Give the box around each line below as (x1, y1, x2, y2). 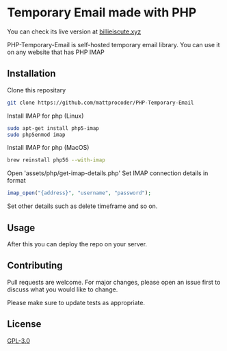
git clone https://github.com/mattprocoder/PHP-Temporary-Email (7, 99, 194, 106)
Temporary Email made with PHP (7, 5, 197, 21)
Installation (7, 68, 56, 79)
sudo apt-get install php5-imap (7, 125, 99, 131)
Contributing (7, 260, 63, 272)
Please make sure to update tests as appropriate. (7, 298, 146, 307)
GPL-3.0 (7, 337, 31, 345)
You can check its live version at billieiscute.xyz (7, 27, 142, 36)
